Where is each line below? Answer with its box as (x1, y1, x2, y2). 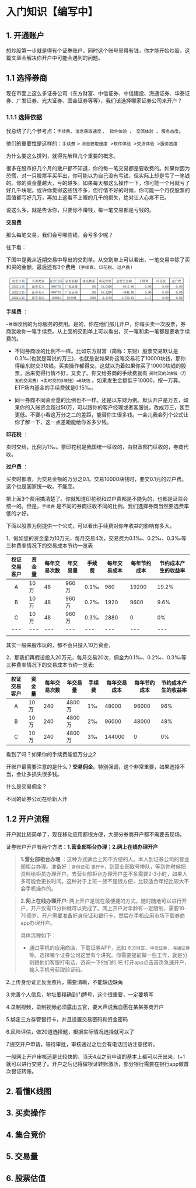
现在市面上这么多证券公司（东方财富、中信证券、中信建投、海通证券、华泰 (6, 89, 185, 97)
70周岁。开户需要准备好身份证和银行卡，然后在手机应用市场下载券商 (20, 912, 185, 919)
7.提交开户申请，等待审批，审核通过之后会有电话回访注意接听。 (6, 1041, 159, 1048)
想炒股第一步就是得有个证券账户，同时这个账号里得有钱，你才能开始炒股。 (6, 47, 185, 54)
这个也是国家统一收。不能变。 (6, 483, 78, 490)
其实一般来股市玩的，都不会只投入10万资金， (6, 642, 114, 649)
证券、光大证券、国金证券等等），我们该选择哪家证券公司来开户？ (26, 97, 183, 104)
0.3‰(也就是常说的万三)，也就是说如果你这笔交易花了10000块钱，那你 (14, 354, 186, 361)
